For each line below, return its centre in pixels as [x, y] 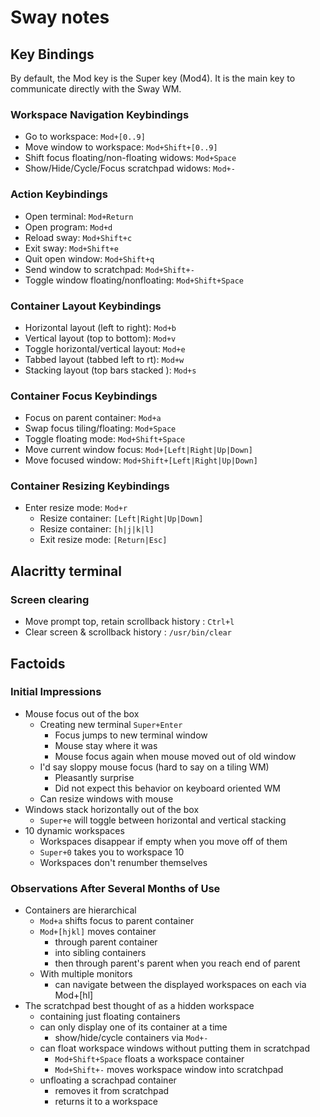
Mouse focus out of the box [82, 713]
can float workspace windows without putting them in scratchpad [175, 1048]
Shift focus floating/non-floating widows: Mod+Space [130, 158]
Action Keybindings [59, 194]
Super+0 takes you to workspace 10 [112, 852]
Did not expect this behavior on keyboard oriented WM [167, 788]
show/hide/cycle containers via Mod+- [131, 1038]
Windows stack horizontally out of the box [112, 809]
